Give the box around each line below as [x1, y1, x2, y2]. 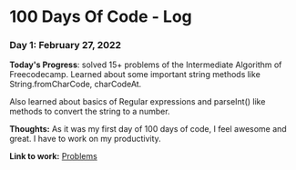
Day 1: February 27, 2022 [9, 39, 121, 52]
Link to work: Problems [9, 151, 97, 162]
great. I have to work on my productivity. [9, 134, 161, 145]
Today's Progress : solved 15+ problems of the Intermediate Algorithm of [9, 59, 282, 70]
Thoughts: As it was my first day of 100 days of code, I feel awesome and [9, 124, 287, 135]
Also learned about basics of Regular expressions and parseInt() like [9, 96, 266, 107]
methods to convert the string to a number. [9, 106, 170, 117]
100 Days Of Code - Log [9, 6, 193, 27]
